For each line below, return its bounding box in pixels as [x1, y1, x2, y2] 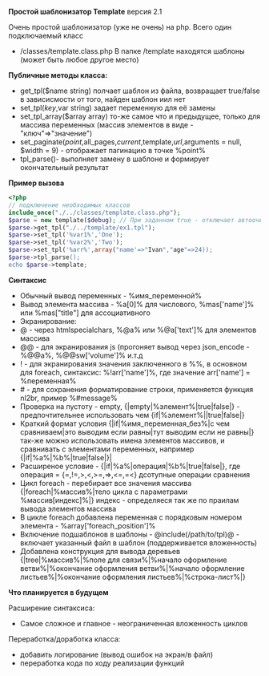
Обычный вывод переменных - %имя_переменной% [19, 290, 203, 300]
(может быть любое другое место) [19, 55, 139, 64]
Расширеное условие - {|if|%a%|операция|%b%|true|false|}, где [19, 461, 241, 471]
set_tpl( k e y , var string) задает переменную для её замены [19, 103, 216, 112]
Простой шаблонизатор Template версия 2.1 [8, 7, 163, 16]
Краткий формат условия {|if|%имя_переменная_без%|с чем [19, 419, 231, 428]
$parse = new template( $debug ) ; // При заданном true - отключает [8, 216, 235, 224]
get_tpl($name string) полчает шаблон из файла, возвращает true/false [19, 86, 260, 95]
